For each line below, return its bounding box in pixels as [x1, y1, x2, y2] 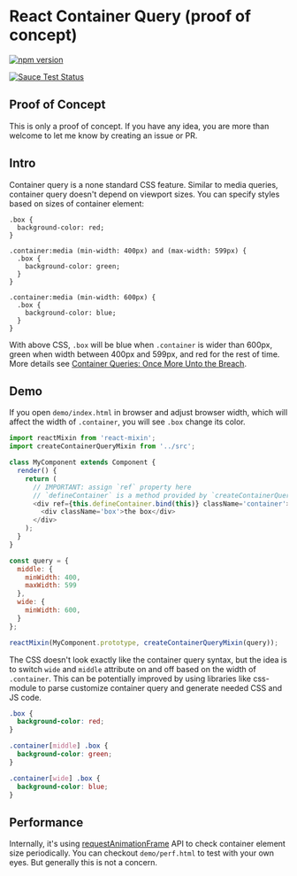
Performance [9, 815, 84, 830]
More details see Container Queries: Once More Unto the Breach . [9, 358, 247, 368]
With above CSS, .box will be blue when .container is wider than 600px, [9, 339, 272, 350]
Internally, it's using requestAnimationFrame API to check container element [9, 839, 286, 849]
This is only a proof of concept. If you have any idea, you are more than [9, 120, 270, 131]
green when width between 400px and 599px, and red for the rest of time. [9, 348, 280, 360]
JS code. [9, 692, 42, 702]
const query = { [9, 556, 69, 565]
